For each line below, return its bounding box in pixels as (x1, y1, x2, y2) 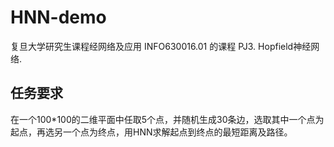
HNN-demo (10, 6, 107, 29)
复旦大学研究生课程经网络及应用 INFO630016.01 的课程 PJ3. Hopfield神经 (10, 40, 312, 52)
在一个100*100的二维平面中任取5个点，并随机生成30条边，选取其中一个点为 (10, 113, 325, 125)
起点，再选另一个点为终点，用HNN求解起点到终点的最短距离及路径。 (10, 126, 293, 138)
